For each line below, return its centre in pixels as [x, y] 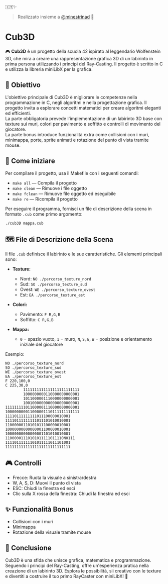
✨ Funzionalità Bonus [39, 509]
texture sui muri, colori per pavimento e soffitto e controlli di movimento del [83, 124]
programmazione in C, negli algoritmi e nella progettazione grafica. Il [76, 103]
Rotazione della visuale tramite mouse [52, 532]
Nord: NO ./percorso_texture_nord [56, 279]
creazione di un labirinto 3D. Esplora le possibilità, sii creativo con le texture [83, 571]
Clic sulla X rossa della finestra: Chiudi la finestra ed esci [71, 494]
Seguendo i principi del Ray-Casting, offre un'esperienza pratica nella [77, 565]
